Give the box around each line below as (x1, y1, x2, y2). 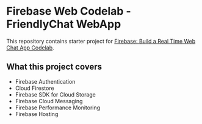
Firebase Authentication (15, 78, 76, 85)
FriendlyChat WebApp (6, 17, 121, 31)
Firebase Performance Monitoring (15, 104, 101, 111)
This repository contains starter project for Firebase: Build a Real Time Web (6, 37, 196, 45)
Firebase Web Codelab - (6, 4, 131, 18)
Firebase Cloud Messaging (15, 97, 83, 104)
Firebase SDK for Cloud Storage (15, 90, 96, 98)
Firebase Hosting (15, 110, 59, 117)
